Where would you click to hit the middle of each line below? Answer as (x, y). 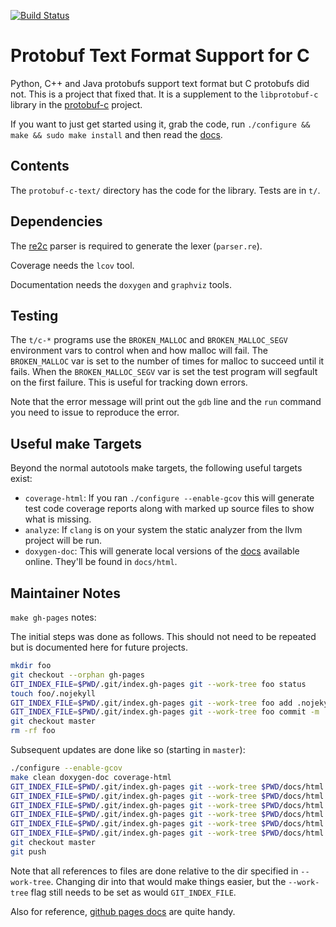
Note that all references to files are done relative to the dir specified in (154, 871)
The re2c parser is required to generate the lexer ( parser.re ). (136, 246)
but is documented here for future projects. (99, 647)
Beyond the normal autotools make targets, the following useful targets (156, 468)
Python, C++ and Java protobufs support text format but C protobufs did (160, 83)
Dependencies (56, 221)
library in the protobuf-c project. (76, 104)
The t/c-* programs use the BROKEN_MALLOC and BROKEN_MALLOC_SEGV (149, 340)
